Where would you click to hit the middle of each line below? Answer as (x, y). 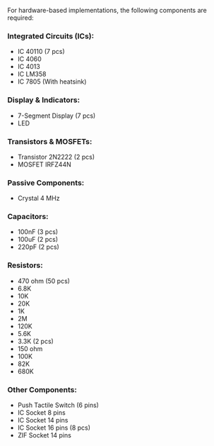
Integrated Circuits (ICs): (50, 36)
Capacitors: (28, 217)
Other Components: (42, 389)
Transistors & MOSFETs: (50, 141)
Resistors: (25, 265)
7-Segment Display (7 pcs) (57, 116)
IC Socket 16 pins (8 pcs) (54, 428)
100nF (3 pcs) (38, 232)
